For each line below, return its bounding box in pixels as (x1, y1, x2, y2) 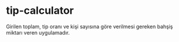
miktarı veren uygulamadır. (6, 29, 70, 36)
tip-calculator (6, 4, 74, 17)
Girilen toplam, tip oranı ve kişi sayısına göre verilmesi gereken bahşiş (6, 23, 173, 30)
